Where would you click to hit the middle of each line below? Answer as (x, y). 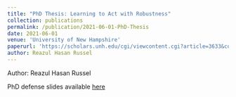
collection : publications (45, 20)
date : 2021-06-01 (33, 33)
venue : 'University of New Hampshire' (64, 40)
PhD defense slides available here (56, 86)
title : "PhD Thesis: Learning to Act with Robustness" (89, 14)
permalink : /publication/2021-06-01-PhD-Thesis (78, 27)
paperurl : (22, 46)
